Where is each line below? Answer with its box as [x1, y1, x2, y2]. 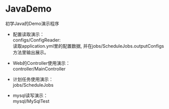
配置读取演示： [12, 31, 44, 37]
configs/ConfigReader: [12, 37, 61, 43]
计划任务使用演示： [12, 76, 54, 82]
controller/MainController [12, 65, 66, 71]
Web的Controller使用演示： [12, 60, 70, 66]
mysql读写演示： [12, 92, 49, 98]
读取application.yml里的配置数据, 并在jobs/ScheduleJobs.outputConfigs [12, 43, 164, 49]
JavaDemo [5, 3, 52, 15]
